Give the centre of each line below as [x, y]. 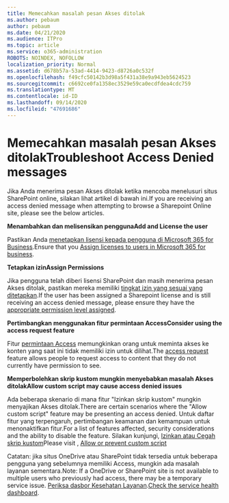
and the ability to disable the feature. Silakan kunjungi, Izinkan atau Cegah [111, 435]
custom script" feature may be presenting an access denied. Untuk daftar [111, 414]
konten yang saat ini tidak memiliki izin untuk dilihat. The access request [108, 351]
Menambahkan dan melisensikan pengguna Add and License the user [108, 226]
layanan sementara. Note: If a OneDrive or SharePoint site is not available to [113, 471]
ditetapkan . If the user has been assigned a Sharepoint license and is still [109, 295]
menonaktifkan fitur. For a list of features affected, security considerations [111, 428]
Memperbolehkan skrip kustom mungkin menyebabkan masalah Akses [110, 378]
